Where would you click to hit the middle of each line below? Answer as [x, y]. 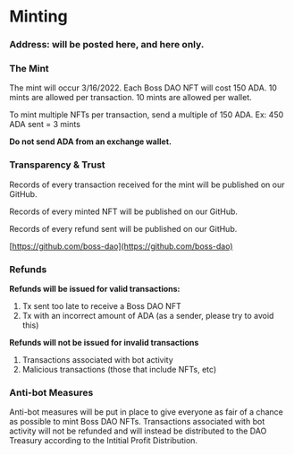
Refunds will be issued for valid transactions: [95, 289]
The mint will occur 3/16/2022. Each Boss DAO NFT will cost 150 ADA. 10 [143, 88]
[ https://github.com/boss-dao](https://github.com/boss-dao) [122, 246]
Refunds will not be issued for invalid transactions [104, 343]
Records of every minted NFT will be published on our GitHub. [124, 211]
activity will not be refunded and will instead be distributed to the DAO [138, 431]
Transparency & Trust [57, 165]
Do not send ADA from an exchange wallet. [91, 142]
